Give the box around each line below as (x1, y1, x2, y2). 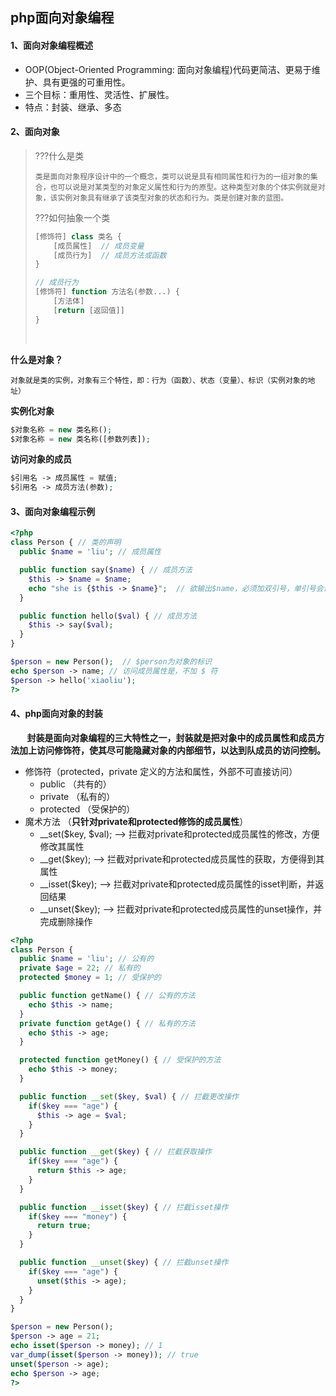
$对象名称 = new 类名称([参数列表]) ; (10, 434, 151, 444)
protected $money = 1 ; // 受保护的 (19, 973, 162, 983)
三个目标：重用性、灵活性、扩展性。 (24, 88, 175, 100)
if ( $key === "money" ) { (28, 1211, 128, 1222)
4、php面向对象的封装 (10, 708, 103, 720)
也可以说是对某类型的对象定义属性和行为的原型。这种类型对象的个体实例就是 (49, 182, 318, 192)
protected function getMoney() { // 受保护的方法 (19, 1055, 222, 1065)
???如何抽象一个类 (34, 211, 111, 223)
